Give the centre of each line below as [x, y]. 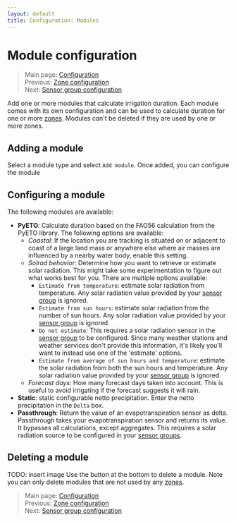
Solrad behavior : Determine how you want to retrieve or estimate [122, 263]
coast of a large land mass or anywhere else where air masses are [124, 248]
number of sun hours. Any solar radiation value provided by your [132, 315]
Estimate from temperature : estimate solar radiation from [122, 286]
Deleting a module [48, 457]
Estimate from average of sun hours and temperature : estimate [132, 360]
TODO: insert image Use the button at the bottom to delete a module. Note [115, 474]
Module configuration [72, 55]
